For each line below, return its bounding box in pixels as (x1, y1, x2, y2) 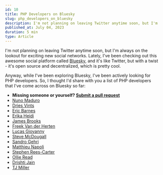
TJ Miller (12, 164, 30, 170)
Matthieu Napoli (12, 144, 44, 150)
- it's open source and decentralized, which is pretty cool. (5, 63, 121, 69)
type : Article (5, 35, 34, 39)
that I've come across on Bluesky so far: (5, 83, 86, 88)
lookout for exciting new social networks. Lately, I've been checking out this (5, 52, 157, 58)
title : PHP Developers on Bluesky (5, 12, 75, 17)
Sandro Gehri (12, 139, 39, 144)
